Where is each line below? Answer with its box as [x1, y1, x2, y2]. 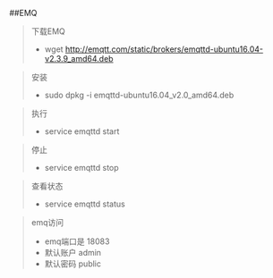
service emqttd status [44, 198, 125, 209]
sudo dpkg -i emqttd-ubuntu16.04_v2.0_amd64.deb [44, 89, 235, 100]
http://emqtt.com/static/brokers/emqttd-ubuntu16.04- [65, 44, 264, 55]
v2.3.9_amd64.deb [44, 54, 114, 63]
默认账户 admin [44, 248, 101, 257]
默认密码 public [44, 258, 101, 269]
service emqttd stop [44, 163, 119, 173]
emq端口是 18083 [44, 236, 110, 247]
